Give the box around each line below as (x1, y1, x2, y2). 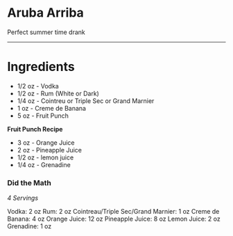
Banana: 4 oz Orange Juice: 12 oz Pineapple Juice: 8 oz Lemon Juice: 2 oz (7, 214, 221, 223)
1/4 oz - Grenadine (17, 160, 71, 168)
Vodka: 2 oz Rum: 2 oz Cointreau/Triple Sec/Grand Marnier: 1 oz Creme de (7, 207, 220, 216)
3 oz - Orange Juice (17, 138, 75, 147)
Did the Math (7, 178, 52, 187)
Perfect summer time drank (7, 28, 85, 36)
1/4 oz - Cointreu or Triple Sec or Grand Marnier (17, 96, 155, 105)
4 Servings (7, 194, 39, 203)
